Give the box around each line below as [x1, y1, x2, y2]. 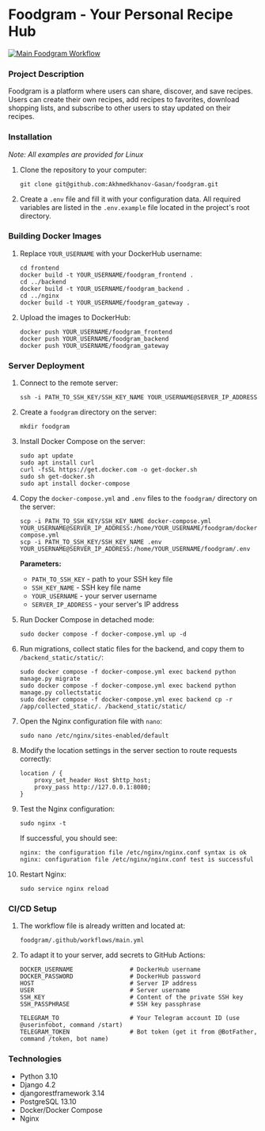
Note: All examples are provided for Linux [8, 149, 144, 159]
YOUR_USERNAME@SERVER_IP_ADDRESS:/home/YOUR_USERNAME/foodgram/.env [19, 545, 251, 553]
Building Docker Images [8, 231, 102, 242]
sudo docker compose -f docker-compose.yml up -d [19, 630, 187, 639]
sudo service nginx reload [19, 885, 109, 893]
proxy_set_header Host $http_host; [34, 777, 152, 785]
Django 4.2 [19, 1079, 56, 1089]
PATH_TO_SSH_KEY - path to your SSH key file [31, 575, 173, 584]
